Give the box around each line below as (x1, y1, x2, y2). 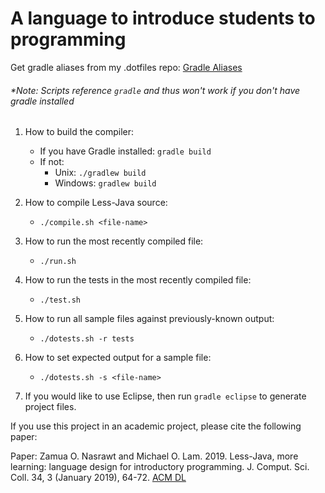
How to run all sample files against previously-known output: (24, 313, 275, 325)
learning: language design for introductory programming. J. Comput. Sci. (10, 461, 310, 473)
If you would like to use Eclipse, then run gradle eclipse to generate (24, 390, 307, 402)
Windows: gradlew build (54, 177, 157, 189)
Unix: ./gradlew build (54, 167, 147, 179)
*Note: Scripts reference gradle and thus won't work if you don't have (10, 84, 301, 96)
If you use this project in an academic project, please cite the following (10, 420, 302, 432)
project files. (24, 401, 77, 413)
